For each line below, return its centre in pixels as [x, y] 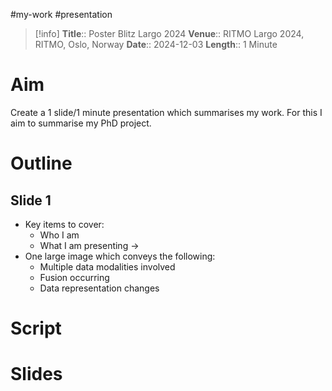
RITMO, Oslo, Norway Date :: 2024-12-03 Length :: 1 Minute [156, 44]
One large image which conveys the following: [120, 256]
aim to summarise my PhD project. [81, 123]
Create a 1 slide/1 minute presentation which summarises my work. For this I [166, 112]
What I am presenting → [89, 245]
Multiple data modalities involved [107, 266]
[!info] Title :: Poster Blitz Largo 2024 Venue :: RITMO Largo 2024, [169, 33]
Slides [36, 374]
